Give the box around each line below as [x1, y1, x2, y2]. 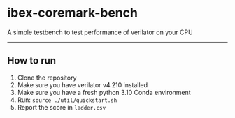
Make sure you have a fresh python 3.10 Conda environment [17, 88, 191, 96]
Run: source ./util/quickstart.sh [17, 96, 117, 104]
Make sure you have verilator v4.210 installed [17, 80, 148, 89]
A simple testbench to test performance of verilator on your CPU [7, 28, 194, 36]
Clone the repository [17, 73, 77, 82]
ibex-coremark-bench [7, 5, 138, 21]
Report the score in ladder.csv [17, 103, 106, 111]
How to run [7, 54, 57, 67]
